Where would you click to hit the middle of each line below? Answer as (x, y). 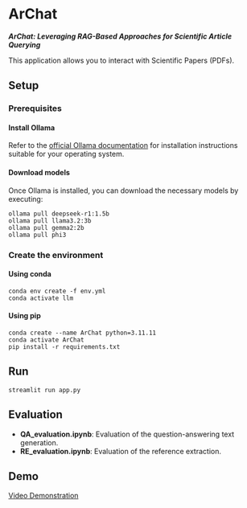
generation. (39, 442)
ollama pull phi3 (37, 235)
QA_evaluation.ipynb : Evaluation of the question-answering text (127, 434)
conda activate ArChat (46, 340)
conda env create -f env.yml (57, 291)
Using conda (30, 274)
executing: (26, 199)
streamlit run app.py (45, 390)
